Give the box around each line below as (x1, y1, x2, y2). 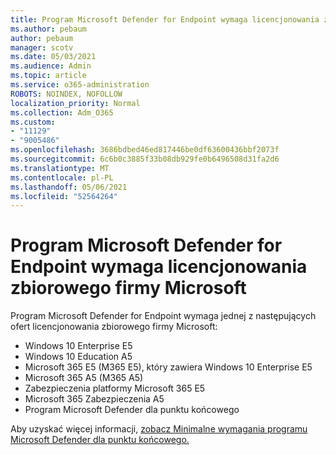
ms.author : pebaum (10, 24, 87, 34)
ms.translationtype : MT (10, 163, 110, 173)
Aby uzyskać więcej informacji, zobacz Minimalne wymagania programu (10, 423, 308, 435)
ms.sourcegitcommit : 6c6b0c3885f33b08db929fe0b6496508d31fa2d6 (10, 154, 280, 164)
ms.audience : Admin (10, 61, 92, 71)
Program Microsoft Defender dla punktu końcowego (24, 404, 240, 416)
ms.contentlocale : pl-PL (10, 172, 114, 183)
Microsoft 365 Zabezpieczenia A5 (24, 393, 165, 405)
